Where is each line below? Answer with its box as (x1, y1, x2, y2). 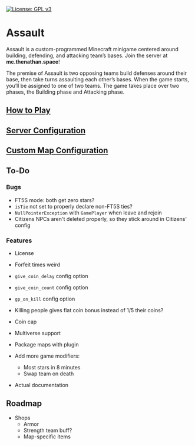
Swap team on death (23, 370, 74, 377)
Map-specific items (23, 433, 71, 440)
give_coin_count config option (14, 284, 88, 291)
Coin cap (14, 318, 37, 325)
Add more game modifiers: (14, 352, 80, 359)
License (14, 250, 34, 257)
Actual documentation (14, 382, 69, 389)
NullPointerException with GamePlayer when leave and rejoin (14, 209, 162, 216)
